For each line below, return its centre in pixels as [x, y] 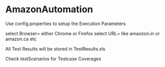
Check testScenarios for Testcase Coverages [53, 59]
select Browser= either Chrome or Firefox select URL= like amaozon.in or [83, 33]
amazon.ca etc [21, 39]
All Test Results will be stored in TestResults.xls [55, 49]
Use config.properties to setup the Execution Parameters [66, 24]
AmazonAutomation [49, 9]
